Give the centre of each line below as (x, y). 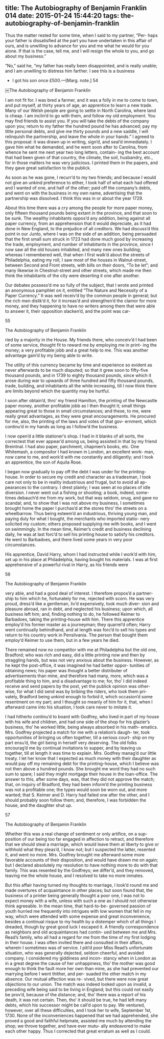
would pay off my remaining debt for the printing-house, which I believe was (82, 764)
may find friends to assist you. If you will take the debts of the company (77, 121)
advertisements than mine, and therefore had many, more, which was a (77, 676)
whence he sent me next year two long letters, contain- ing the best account (82, 152)
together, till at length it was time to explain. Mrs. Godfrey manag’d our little (81, 753)
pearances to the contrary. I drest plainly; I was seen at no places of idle (78, 487)
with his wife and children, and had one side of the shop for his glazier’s (78, 722)
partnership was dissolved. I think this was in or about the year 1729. (74, 198)
